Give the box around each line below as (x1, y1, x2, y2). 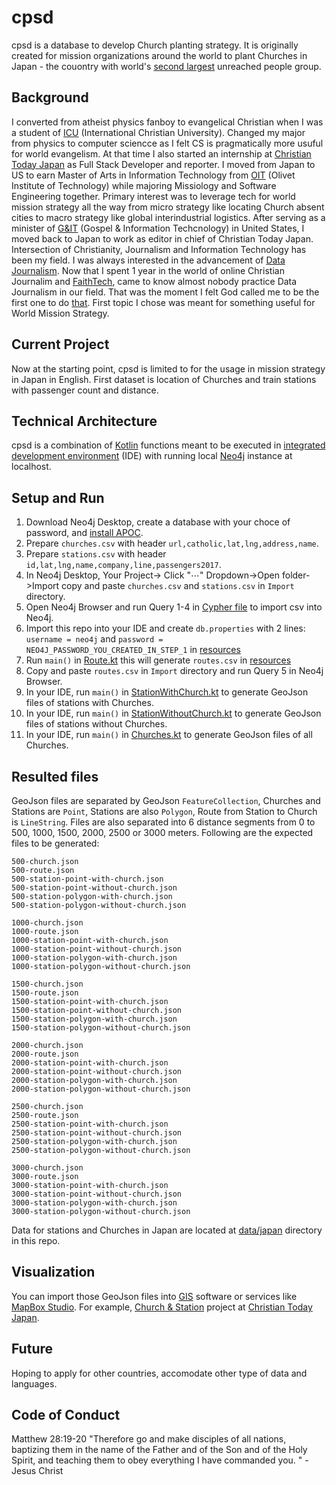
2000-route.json (11, 1049, 79, 1059)
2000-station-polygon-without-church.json (11, 1084, 191, 1094)
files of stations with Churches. (25, 697, 154, 709)
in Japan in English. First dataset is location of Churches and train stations (11, 373, 317, 385)
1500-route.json (11, 988, 79, 998)
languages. (11, 1377, 58, 1390)
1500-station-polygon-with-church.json (11, 1014, 178, 1024)
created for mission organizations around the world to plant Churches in (11, 49, 308, 61)
